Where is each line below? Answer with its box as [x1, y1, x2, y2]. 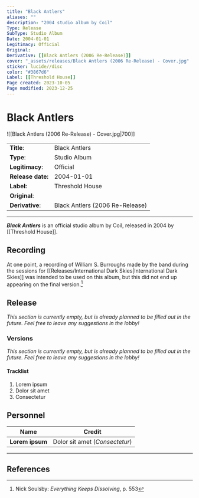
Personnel [6, 410, 45, 420]
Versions [6, 335, 33, 343]
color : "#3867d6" [6, 69, 50, 75]
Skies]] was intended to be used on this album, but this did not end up [6, 273, 177, 280]
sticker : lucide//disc [6, 63, 63, 70]
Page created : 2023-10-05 [6, 80, 70, 86]
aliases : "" [6, 14, 36, 20]
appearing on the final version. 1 [6, 280, 83, 288]
